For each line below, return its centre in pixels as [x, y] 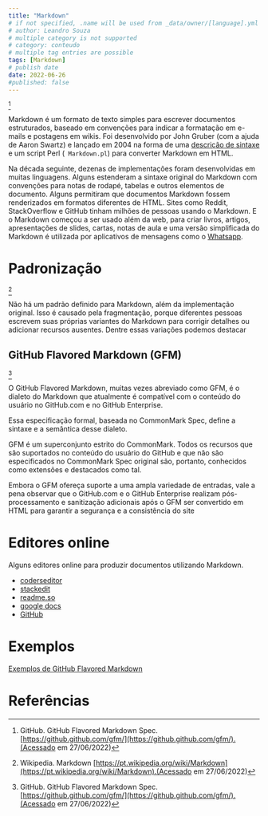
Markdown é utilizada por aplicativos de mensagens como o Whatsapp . [126, 236]
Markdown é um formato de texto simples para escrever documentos [122, 119]
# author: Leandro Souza [49, 30]
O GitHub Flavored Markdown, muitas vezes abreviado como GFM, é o [124, 388]
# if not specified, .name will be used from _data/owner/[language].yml [134, 23]
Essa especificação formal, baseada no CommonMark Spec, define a [122, 420]
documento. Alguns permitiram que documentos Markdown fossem [119, 194]
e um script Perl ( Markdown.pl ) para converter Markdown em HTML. [121, 153]
